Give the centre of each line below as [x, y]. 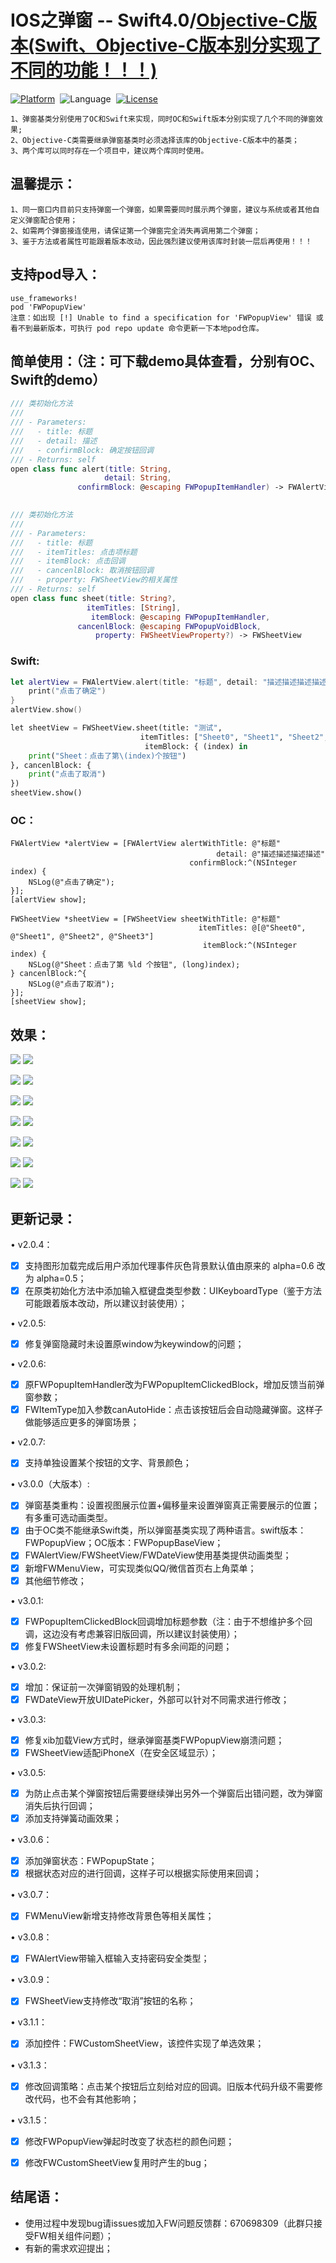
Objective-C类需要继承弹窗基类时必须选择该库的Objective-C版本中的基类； [161, 140]
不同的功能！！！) [84, 70]
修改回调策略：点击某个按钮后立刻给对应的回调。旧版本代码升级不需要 [169, 2086]
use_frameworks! [44, 298]
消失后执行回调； [60, 1806]
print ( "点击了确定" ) [67, 691]
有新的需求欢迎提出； [68, 2248]
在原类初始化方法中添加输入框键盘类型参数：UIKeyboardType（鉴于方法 [173, 1291]
